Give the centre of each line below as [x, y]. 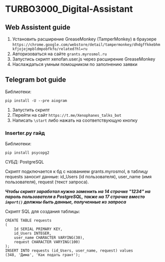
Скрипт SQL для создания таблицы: [43, 212]
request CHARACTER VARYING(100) [47, 242]
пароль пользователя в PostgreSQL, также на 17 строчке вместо [75, 197]
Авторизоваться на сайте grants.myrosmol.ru [59, 54]
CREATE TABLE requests [28, 221]
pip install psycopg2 [27, 153]
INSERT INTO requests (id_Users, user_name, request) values [69, 251]
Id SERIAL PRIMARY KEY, [38, 229]
